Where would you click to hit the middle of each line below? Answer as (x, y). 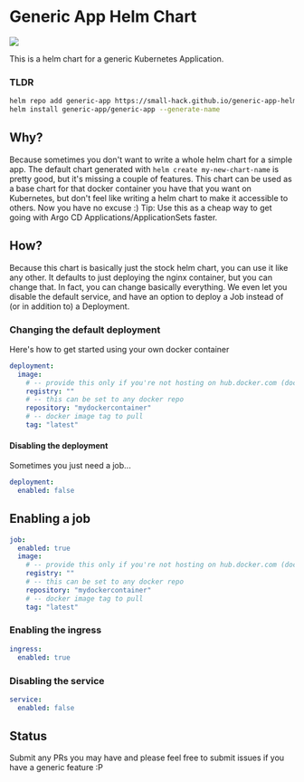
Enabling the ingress (56, 630)
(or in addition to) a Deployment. (70, 306)
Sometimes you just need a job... (70, 466)
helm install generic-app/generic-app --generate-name (115, 110)
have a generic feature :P (57, 768)
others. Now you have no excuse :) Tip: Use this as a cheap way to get (141, 208)
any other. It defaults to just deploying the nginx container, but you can (141, 277)
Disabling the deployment (59, 445)
